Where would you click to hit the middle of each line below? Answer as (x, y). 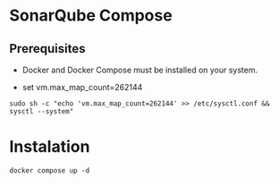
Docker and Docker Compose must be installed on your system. (140, 70)
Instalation (50, 147)
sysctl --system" (42, 112)
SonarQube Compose (91, 16)
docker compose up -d (50, 171)
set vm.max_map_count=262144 (82, 87)
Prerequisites (47, 49)
